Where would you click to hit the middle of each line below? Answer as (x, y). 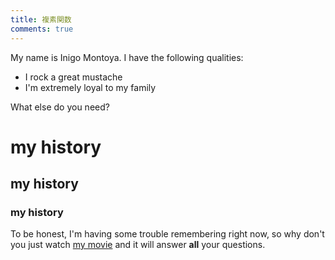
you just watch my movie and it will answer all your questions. (138, 245)
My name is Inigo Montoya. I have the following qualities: (127, 57)
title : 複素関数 (41, 19)
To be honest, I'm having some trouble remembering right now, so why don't (167, 234)
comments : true (42, 29)
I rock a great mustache (73, 77)
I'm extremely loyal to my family (90, 87)
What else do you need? (60, 107)
